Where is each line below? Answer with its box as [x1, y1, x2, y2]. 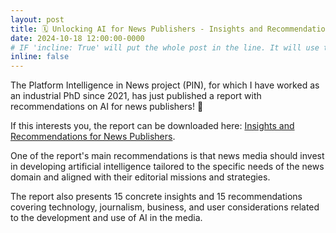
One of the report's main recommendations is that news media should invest [10, 150, 325, 162]
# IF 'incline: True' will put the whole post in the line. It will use [10, 42, 320, 53]
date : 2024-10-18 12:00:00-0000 [10, 33, 145, 43]
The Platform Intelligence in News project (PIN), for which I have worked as [10, 79, 320, 91]
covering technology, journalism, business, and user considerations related [10, 201, 320, 213]
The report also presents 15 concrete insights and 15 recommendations [10, 191, 303, 203]
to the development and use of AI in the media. [10, 212, 203, 224]
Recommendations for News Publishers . [10, 131, 176, 143]
